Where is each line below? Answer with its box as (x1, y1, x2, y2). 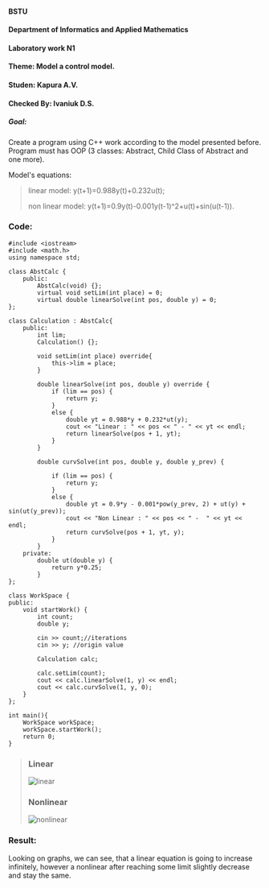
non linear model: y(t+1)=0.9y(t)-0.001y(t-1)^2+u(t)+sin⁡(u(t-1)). (27, 201, 234, 211)
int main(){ (8, 711, 48, 720)
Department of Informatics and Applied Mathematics (8, 25, 189, 35)
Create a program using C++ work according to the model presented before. (8, 137, 262, 147)
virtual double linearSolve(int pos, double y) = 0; (37, 295, 218, 304)
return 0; (22, 733, 56, 741)
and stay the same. (8, 870, 71, 880)
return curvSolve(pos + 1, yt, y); (65, 528, 185, 536)
